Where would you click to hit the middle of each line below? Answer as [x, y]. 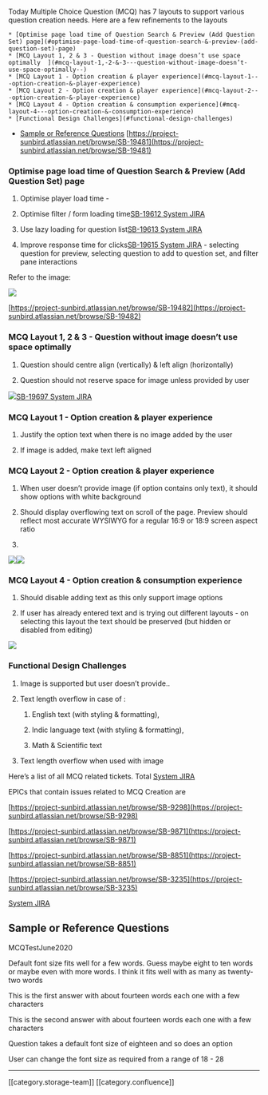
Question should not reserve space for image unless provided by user [134, 380]
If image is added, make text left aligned [85, 450]
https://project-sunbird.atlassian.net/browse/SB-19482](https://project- [128, 308]
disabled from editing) [56, 630]
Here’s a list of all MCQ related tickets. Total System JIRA [102, 776]
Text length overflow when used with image [92, 761]
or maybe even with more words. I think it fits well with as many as [117, 971]
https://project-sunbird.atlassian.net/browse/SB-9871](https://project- [126, 831]
